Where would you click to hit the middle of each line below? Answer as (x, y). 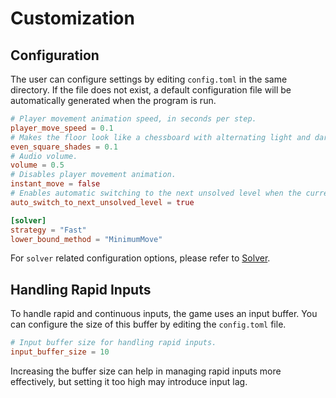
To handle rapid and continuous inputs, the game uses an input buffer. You (164, 314)
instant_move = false (55, 184)
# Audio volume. (44, 156)
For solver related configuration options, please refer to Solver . (140, 258)
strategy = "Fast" (48, 230)
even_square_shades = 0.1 (64, 147)
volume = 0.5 (37, 165)
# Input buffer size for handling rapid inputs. (113, 343)
